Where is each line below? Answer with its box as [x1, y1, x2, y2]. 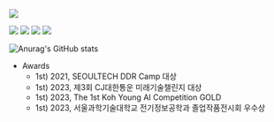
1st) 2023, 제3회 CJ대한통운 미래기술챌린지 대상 [34, 82, 202, 92]
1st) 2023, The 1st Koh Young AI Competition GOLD [34, 92, 222, 103]
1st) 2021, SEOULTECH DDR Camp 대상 [34, 71, 177, 81]
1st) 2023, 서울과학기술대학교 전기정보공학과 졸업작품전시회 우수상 [34, 103, 266, 113]
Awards [21, 61, 50, 71]
